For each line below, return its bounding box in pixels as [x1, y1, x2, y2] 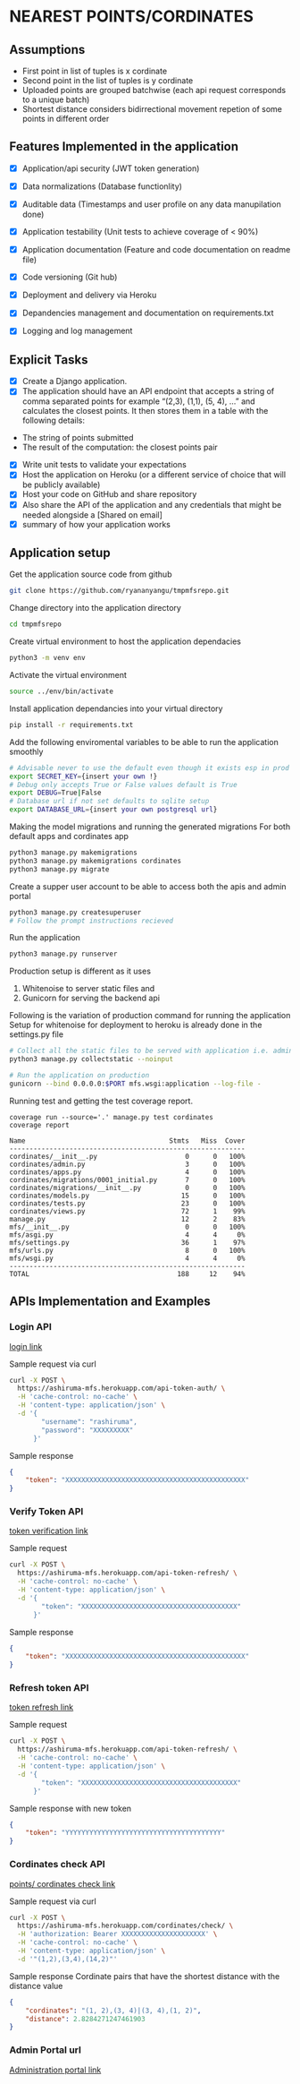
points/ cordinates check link [9, 1878, 116, 1889]
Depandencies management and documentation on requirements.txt [21, 307, 274, 319]
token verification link [9, 1525, 89, 1537]
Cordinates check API [9, 1858, 105, 1871]
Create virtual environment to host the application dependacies [9, 636, 241, 647]
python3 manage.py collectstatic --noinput [9, 1055, 174, 1064]
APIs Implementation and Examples [9, 1294, 212, 1309]
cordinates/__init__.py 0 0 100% [9, 1152, 246, 1161]
